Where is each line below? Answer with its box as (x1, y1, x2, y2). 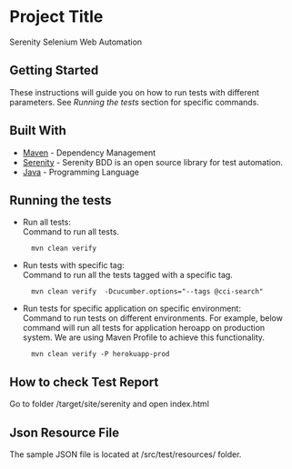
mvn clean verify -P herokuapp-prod (31, 350, 170, 359)
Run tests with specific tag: (22, 260, 125, 271)
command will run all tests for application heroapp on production (22, 323, 266, 334)
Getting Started (9, 63, 99, 78)
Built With (9, 123, 66, 138)
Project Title (9, 6, 104, 27)
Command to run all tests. (22, 226, 120, 237)
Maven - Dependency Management (22, 147, 156, 158)
